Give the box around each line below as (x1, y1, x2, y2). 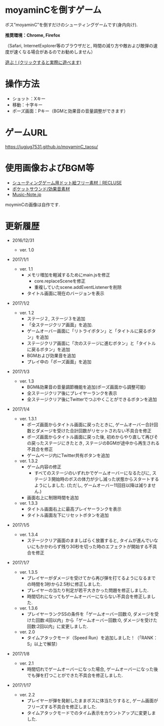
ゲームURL (5, 127, 48, 138)
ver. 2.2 (19, 691, 35, 697)
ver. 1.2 (19, 310, 34, 315)
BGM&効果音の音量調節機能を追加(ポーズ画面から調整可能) (27, 384, 146, 390)
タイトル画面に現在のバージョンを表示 (27, 290, 105, 296)
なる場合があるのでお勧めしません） (22, 49, 96, 55)
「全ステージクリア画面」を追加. (27, 321, 93, 328)
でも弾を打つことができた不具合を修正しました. (27, 672, 123, 678)
